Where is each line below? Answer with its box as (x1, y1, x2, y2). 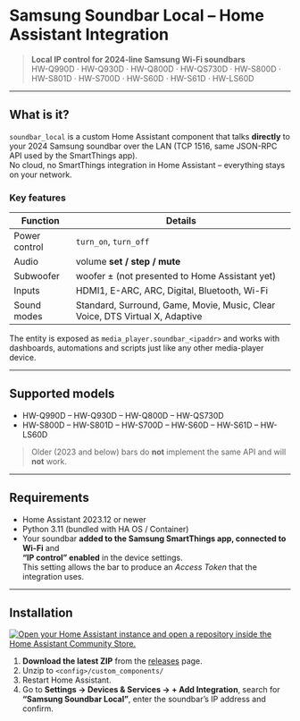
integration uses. (21, 571, 85, 581)
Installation (9, 606, 73, 621)
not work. (30, 455, 67, 466)
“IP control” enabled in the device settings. (21, 552, 183, 563)
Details (165, 215, 196, 227)
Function (21, 215, 60, 227)
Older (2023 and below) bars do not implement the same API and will (30, 446, 287, 457)
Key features (9, 191, 67, 204)
